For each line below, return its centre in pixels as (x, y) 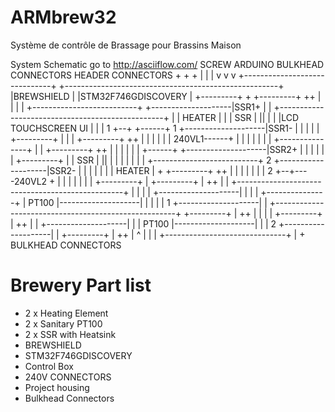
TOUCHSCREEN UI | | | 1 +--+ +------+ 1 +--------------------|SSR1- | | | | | (165, 128)
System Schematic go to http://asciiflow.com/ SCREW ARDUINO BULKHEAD (167, 64)
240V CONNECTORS (68, 377)
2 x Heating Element (66, 313)
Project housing (57, 387)
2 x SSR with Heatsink (70, 334)
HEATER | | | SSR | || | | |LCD (240, 117)
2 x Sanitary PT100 (63, 323)
